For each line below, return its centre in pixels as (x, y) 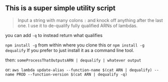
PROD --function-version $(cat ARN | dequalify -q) (72, 74)
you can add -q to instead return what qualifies (54, 35)
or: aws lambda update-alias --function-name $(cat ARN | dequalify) (79, 69)
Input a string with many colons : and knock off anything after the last (90, 20)
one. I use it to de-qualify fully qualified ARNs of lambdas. (77, 25)
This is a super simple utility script (61, 8)
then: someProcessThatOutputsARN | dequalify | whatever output (73, 60)
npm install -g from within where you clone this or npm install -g (75, 45)
